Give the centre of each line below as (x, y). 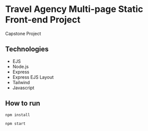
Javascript (23, 88)
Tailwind (21, 82)
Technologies (27, 49)
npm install (18, 115)
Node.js (21, 66)
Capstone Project (23, 33)
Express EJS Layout (33, 77)
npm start (16, 124)
